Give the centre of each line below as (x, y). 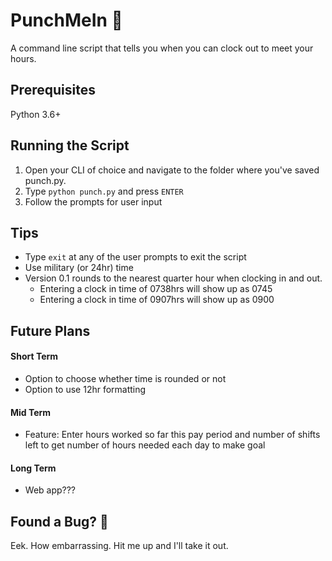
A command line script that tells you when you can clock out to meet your (162, 48)
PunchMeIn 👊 (66, 20)
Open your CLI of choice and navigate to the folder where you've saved (172, 170)
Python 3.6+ (36, 114)
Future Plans (50, 330)
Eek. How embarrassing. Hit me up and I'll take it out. (119, 546)
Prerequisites (53, 90)
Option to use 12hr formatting (85, 389)
